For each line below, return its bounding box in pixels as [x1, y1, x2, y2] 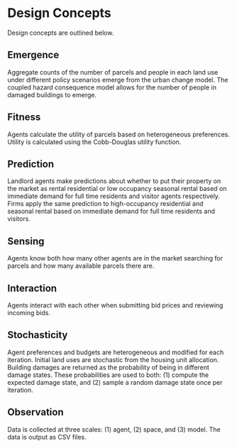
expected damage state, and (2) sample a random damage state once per [7, 378, 223, 386]
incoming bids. [7, 309, 51, 317]
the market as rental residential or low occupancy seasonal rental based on [7, 185, 227, 193]
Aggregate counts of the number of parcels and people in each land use [7, 67, 219, 76]
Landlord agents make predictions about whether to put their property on [7, 177, 221, 185]
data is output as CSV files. [7, 432, 87, 441]
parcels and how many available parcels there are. [7, 261, 155, 271]
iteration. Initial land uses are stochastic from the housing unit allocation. [7, 355, 219, 364]
